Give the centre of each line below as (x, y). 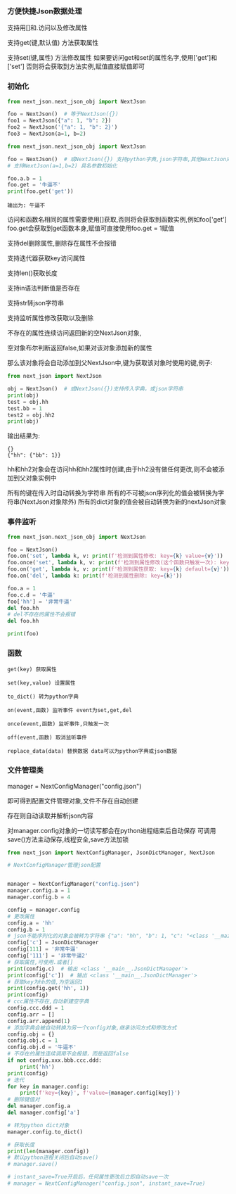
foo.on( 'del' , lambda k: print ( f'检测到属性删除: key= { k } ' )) (95, 576)
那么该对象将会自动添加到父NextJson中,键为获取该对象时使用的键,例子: (110, 363)
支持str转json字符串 (36, 303)
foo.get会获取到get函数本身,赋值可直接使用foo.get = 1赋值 (91, 228)
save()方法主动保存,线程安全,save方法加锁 (68, 839)
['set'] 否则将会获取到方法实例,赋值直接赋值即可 (76, 66)
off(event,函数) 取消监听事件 (47, 738)
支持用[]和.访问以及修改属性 (47, 28)
